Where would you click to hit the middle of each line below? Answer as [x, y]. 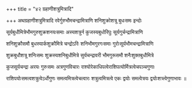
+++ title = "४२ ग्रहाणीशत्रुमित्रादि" [40, 9]
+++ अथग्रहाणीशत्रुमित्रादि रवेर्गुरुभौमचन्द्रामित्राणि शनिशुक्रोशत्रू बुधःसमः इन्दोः [74, 21]
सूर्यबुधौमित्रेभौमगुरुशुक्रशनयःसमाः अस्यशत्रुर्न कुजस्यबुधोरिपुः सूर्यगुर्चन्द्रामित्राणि [75, 32]
